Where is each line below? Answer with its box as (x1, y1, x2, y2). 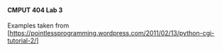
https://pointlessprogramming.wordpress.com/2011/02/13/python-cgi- (9, 29, 215, 38)
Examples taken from (7, 21, 70, 30)
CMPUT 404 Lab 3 (7, 6, 63, 14)
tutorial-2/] (7, 36, 39, 45)
